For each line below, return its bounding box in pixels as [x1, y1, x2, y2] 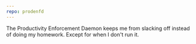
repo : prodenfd [6, 8, 44, 15]
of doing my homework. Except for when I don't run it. [6, 31, 139, 38]
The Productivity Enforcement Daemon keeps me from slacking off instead [6, 25, 190, 32]
